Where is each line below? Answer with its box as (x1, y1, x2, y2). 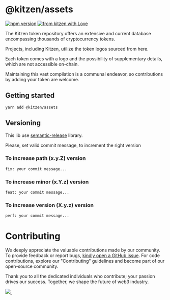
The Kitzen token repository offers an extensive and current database (5, 30, 151, 36)
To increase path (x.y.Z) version (5, 155, 86, 162)
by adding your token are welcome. (5, 76, 79, 82)
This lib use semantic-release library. (5, 132, 83, 139)
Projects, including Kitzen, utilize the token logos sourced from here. (5, 45, 149, 52)
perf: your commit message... (5, 213, 70, 218)
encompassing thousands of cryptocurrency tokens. (5, 36, 116, 42)
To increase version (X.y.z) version (5, 202, 94, 209)
